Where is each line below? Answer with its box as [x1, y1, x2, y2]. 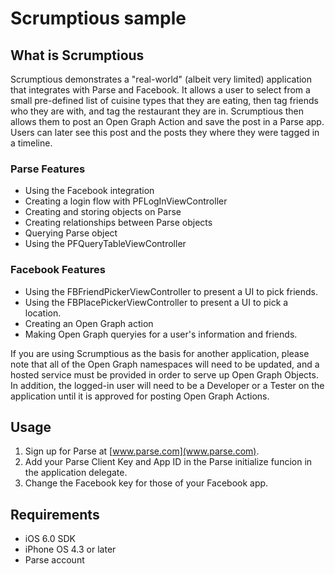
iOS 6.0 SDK [24, 533, 76, 545]
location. [24, 307, 62, 319]
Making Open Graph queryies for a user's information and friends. [24, 328, 298, 340]
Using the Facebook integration [24, 185, 155, 197]
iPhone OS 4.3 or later [24, 543, 117, 556]
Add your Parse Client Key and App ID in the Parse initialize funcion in [24, 456, 313, 468]
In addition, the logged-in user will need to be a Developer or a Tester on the [10, 379, 325, 391]
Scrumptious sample [10, 7, 187, 30]
